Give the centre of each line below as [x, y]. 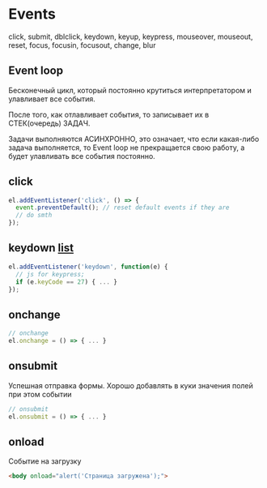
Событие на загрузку [45, 461]
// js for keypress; [50, 274]
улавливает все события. [52, 99]
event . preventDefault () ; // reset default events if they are [123, 208]
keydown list [41, 248]
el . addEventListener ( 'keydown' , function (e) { [88, 267]
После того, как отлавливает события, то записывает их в [109, 114]
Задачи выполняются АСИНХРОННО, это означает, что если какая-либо [134, 139]
